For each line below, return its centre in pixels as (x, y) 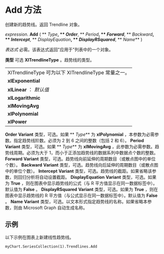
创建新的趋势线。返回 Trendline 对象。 (44, 24)
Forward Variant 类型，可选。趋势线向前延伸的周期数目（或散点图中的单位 (80, 159)
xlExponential (24, 81)
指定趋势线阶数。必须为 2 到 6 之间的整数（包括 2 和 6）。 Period (79, 140)
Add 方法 (23, 10)
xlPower (17, 122)
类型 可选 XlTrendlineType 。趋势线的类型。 (50, 60)
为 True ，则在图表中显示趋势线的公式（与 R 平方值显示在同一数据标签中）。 (81, 183)
